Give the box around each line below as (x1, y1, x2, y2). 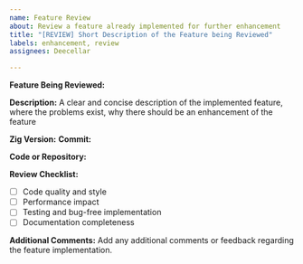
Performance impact (22, 196, 99, 208)
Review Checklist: (9, 169, 79, 180)
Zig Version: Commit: (9, 134, 92, 145)
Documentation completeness (22, 217, 135, 228)
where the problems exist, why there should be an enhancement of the (9, 107, 273, 118)
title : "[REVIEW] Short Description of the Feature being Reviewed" (9, 30, 273, 39)
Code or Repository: (9, 151, 88, 163)
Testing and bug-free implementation (22, 207, 162, 218)
